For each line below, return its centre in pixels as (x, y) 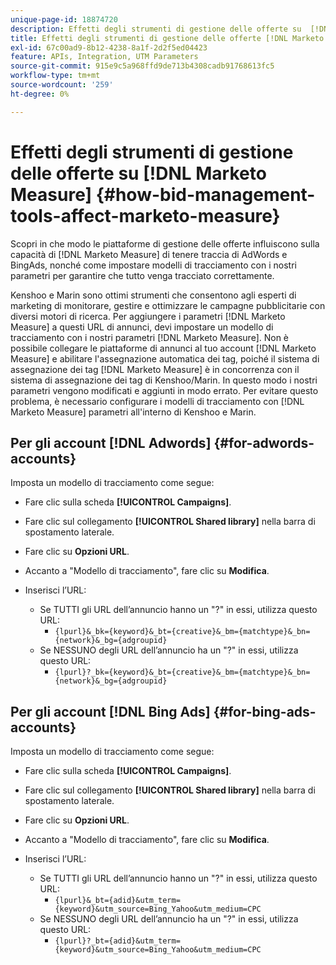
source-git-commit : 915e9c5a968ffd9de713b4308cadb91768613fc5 (142, 66)
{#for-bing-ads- (265, 711)
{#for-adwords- (264, 442)
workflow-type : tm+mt (55, 76)
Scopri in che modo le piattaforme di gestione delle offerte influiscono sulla (165, 243)
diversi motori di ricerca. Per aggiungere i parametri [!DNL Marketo (148, 316)
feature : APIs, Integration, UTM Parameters (104, 57)
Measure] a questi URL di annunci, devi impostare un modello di (142, 327)
